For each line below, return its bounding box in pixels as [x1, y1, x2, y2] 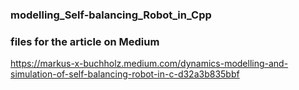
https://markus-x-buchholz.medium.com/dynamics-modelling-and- [10, 58, 289, 70]
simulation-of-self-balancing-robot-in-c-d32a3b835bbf [10, 68, 240, 80]
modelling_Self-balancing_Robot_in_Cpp [10, 8, 212, 22]
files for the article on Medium [10, 34, 160, 48]
